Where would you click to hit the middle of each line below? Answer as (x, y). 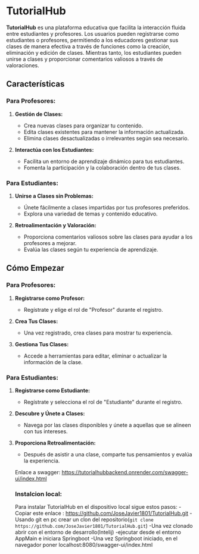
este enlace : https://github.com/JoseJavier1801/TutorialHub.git (111, 514)
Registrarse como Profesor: (50, 298)
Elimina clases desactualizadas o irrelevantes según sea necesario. (106, 138)
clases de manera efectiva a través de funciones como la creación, (88, 46)
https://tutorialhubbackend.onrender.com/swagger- (125, 472)
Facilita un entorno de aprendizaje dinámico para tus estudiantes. (104, 161)
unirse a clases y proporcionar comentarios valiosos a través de (85, 59)
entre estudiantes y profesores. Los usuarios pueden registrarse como (93, 33)
